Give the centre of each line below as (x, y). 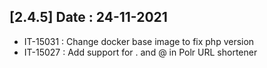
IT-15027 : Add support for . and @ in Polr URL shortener (140, 52)
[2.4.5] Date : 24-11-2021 (88, 17)
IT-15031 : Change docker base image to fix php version (139, 41)
